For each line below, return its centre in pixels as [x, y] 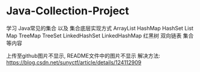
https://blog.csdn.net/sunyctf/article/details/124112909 [74, 62]
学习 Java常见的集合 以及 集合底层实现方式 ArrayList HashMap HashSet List [100, 28]
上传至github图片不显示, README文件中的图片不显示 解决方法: [83, 55]
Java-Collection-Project [68, 11]
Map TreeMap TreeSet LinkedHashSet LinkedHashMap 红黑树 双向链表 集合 [100, 35]
